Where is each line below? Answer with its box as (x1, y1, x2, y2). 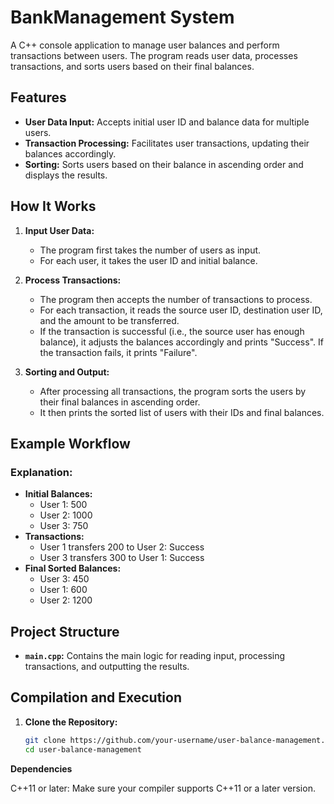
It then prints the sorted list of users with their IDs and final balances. (39, 406, 325, 418)
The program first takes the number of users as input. (39, 244, 262, 256)
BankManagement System (10, 6, 235, 29)
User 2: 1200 (39, 594, 93, 606)
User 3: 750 (39, 520, 89, 532)
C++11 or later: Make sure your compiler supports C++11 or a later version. (10, 782, 316, 794)
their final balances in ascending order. (39, 396, 201, 408)
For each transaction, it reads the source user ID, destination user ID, (39, 304, 323, 316)
